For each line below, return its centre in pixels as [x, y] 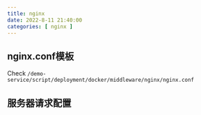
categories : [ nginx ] [40, 26]
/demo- [37, 74]
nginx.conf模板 [41, 56]
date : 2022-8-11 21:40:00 [45, 20]
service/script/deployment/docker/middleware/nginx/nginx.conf [101, 80]
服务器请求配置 [39, 103]
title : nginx [26, 14]
